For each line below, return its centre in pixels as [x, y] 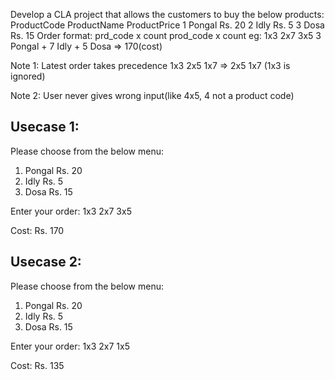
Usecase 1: [45, 127]
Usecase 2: [46, 262]
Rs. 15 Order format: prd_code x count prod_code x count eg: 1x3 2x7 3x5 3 [166, 35]
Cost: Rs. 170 [37, 230]
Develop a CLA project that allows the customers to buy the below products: [167, 14]
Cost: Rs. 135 [37, 365]
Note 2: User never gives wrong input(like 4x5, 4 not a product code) [152, 95]
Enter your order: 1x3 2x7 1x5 [70, 346]
